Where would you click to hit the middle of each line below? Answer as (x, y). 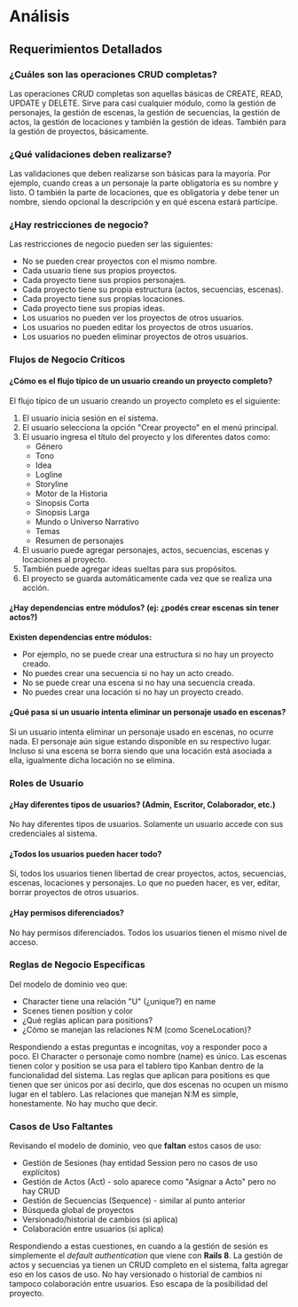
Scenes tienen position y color (78, 1011)
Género (49, 446)
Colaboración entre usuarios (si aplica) (93, 1229)
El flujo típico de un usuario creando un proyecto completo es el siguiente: (145, 400)
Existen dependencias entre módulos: (81, 637)
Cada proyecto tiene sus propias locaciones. (103, 299)
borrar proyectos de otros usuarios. (74, 893)
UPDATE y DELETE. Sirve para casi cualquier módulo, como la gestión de (143, 103)
